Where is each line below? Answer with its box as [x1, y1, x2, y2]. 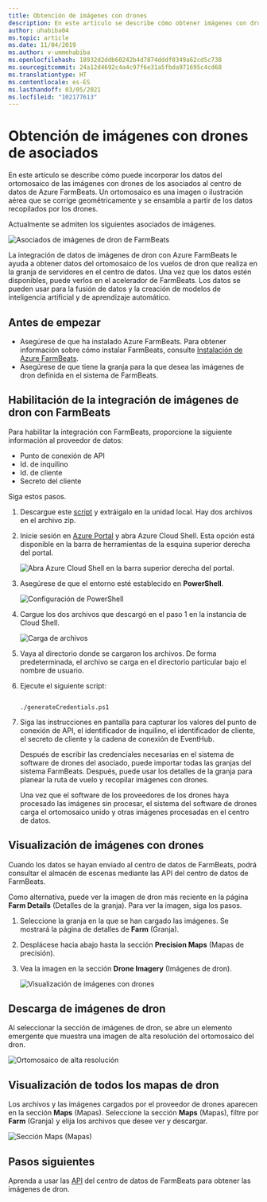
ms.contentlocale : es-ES [8, 78, 91, 86]
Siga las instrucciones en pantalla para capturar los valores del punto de [19, 717, 257, 727]
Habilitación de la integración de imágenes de [8, 394, 239, 407]
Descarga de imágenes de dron [8, 1002, 166, 1016]
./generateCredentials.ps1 [19, 703, 110, 712]
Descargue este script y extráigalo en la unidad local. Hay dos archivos [19, 506, 253, 517]
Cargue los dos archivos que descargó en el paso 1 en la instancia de [19, 609, 247, 618]
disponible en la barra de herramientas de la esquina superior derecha [19, 539, 250, 549]
